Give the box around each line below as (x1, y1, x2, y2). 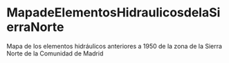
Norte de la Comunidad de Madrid (6, 49, 104, 58)
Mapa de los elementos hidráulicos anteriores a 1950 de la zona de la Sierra (6, 42, 223, 50)
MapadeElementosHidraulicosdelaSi (6, 5, 221, 21)
